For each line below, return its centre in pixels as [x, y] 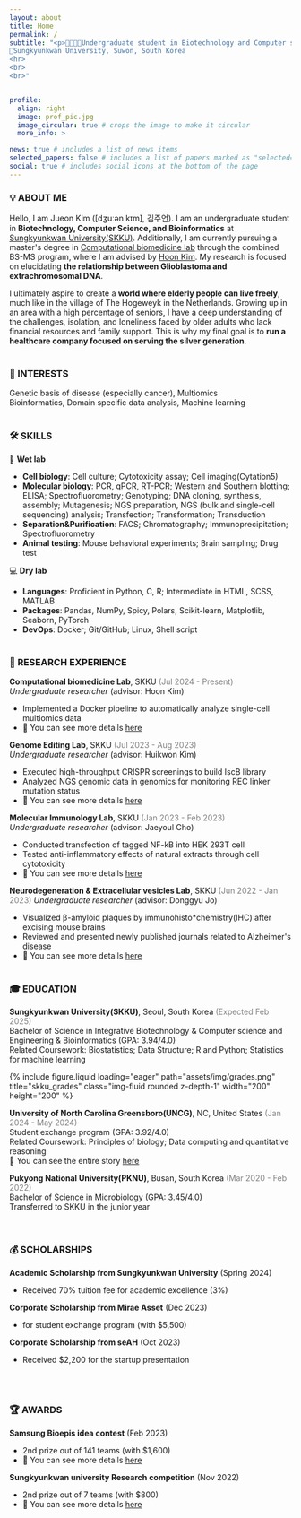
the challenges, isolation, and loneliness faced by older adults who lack [141, 322]
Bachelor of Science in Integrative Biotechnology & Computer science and [146, 1031]
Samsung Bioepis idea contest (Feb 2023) [89, 1433]
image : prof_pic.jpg [56, 117]
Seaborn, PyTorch [56, 620]
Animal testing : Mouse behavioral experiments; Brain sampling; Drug [150, 542]
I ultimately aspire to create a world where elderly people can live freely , [145, 293]
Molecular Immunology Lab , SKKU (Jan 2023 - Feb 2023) [117, 818]
